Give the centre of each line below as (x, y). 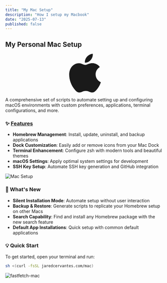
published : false (24, 24)
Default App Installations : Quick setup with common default (76, 227)
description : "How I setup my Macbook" (47, 15)
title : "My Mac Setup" (29, 10)
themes (20, 156)
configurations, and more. (32, 110)
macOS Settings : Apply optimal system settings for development (80, 161)
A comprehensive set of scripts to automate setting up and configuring (79, 99)
